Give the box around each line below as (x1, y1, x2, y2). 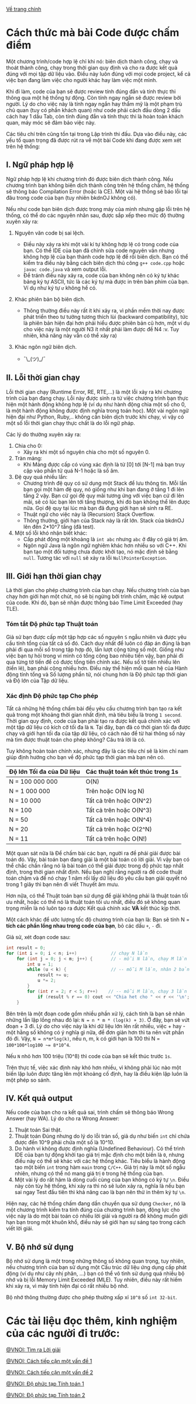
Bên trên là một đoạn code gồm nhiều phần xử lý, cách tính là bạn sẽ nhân (6, 1010, 185, 1017)
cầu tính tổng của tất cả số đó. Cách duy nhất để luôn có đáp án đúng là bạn (6, 640, 191, 647)
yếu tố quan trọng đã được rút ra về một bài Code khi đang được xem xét (6, 137, 181, 144)
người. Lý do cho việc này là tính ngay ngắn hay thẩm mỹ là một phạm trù (6, 100, 183, 107)
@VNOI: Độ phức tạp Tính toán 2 (6, 1392, 85, 1399)
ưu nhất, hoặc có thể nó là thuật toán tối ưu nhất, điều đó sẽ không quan (6, 898, 180, 905)
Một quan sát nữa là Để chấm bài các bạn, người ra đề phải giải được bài (6, 849, 181, 856)
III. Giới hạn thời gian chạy (6, 571, 102, 581)
